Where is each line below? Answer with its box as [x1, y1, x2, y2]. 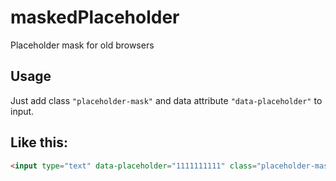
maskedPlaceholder [10, 6, 180, 29]
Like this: [10, 134, 69, 151]
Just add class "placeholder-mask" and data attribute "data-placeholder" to [10, 94, 323, 106]
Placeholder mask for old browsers [10, 39, 155, 51]
